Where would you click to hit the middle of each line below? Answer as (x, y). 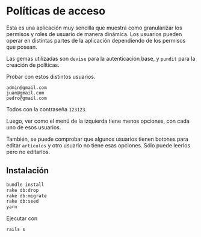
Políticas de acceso (56, 11)
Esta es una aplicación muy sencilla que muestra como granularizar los (94, 28)
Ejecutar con (22, 218)
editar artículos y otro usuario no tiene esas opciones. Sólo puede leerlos (98, 145)
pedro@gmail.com (26, 98)
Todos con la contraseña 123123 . (47, 109)
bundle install (25, 185)
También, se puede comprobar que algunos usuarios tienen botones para (97, 139)
